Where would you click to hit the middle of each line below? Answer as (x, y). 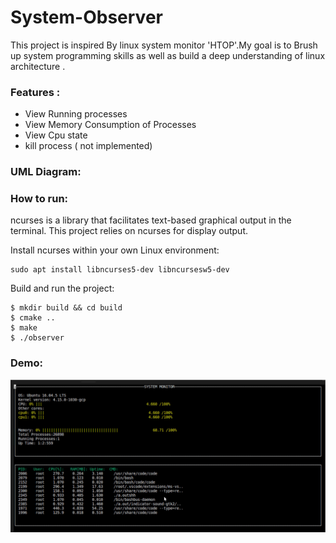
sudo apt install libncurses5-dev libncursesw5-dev (120, 270)
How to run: (39, 199)
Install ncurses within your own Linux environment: (115, 250)
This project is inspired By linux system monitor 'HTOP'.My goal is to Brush (164, 45)
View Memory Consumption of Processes (110, 125)
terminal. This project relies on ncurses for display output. (129, 231)
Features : (35, 92)
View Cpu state (56, 135)
